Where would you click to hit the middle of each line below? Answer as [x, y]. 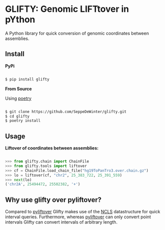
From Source [18, 89]
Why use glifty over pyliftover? [53, 200]
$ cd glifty [17, 116]
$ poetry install [23, 121]
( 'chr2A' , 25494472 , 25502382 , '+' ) [43, 184]
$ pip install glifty [27, 79]
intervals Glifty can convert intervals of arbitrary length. [61, 222]
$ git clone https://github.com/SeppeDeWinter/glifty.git [66, 112]
